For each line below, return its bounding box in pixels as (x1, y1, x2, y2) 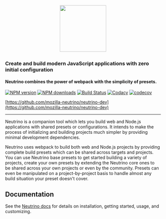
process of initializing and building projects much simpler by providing (5, 129, 148, 135)
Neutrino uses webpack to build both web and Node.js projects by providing (5, 144, 161, 150)
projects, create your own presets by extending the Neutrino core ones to (5, 160, 155, 166)
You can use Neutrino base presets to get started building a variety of (5, 155, 147, 161)
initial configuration (5, 66, 53, 73)
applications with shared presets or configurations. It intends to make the (5, 124, 154, 130)
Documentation (5, 190, 54, 198)
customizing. (5, 209, 32, 215)
